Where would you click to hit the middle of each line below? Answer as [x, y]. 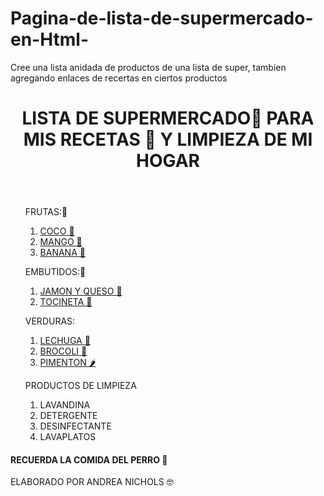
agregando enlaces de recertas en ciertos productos [119, 78]
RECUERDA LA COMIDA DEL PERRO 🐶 [89, 459]
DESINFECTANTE [75, 426]
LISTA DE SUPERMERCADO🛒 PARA [168, 118]
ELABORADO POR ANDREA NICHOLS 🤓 [92, 482]
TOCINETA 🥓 [66, 302]
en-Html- [50, 39]
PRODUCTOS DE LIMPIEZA [80, 386]
